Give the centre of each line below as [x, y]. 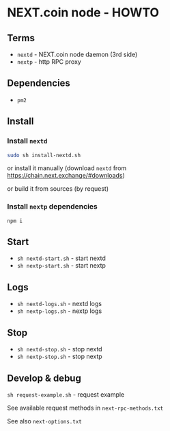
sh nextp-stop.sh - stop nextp [59, 357]
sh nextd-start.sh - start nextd [61, 258]
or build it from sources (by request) [58, 189]
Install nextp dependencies [52, 207]
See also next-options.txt [44, 421]
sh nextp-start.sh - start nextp [61, 266]
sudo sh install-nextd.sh [44, 155]
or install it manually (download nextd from [67, 168]
